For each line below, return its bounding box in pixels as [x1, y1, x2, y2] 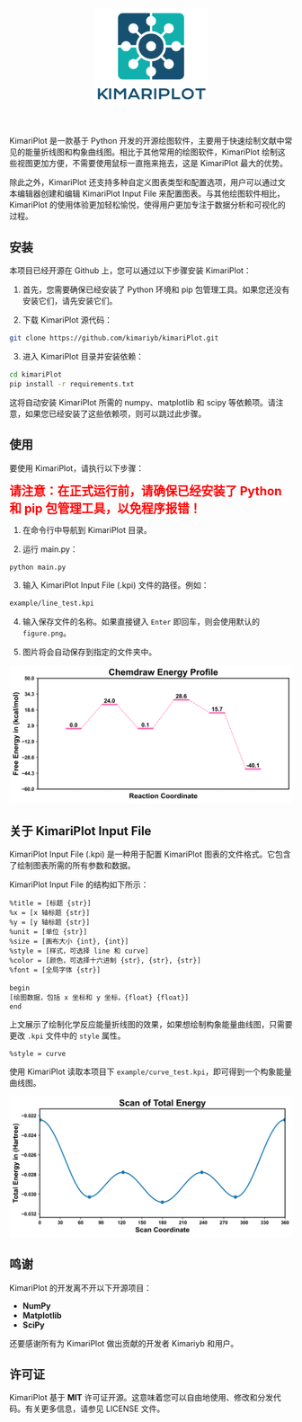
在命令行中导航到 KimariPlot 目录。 [22, 524, 152, 535]
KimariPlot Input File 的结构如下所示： [9, 879, 149, 890]
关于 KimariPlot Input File [9, 823, 152, 839]
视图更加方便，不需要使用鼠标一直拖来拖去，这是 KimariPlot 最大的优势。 [16, 158, 289, 169]
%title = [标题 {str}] [9, 899, 92, 908]
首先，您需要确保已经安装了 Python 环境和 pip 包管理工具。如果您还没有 [22, 284, 290, 295]
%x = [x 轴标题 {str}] [9, 909, 91, 918]
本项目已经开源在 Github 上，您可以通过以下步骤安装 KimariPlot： [9, 265, 252, 276]
